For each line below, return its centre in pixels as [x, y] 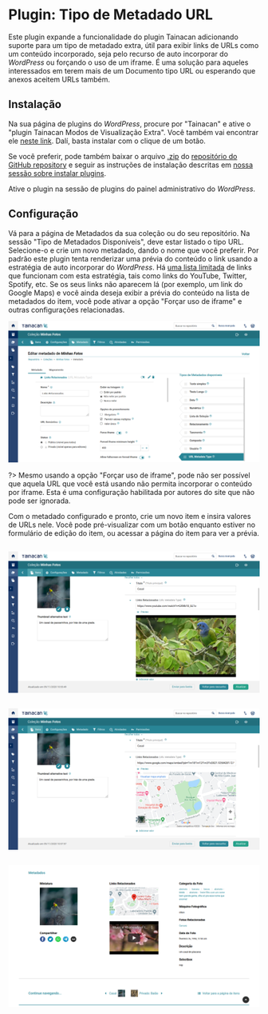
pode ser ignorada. [39, 501]
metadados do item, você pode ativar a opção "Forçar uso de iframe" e [125, 301]
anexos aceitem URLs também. [59, 79]
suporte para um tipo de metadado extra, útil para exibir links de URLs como [134, 45]
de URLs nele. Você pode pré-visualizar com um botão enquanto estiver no [132, 525]
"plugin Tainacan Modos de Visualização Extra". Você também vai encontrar [134, 132]
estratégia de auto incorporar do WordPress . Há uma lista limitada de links [130, 267]
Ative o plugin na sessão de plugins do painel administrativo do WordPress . [132, 189]
